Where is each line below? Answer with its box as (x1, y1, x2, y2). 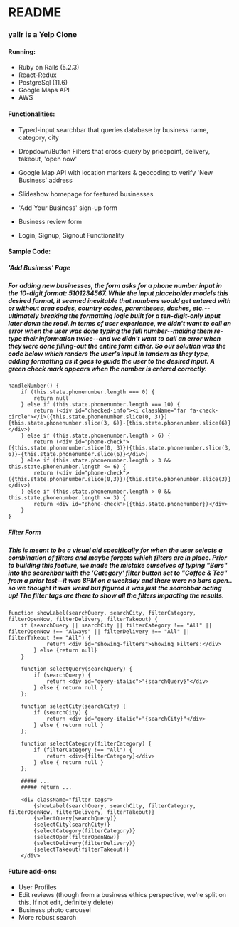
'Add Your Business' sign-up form (18, 203, 118, 212)
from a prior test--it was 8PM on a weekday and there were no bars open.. (8, 576, 233, 585)
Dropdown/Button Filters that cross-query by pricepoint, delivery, (18, 147, 211, 155)
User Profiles (18, 883, 57, 891)
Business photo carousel (18, 906, 91, 914)
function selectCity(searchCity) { (21, 702, 127, 710)
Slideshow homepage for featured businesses (18, 189, 154, 198)
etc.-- (192, 304, 211, 313)
